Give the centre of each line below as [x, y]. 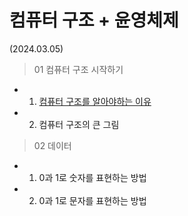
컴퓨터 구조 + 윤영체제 [94, 20]
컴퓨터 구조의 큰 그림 [79, 124]
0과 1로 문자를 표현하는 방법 [92, 200]
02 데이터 [52, 145]
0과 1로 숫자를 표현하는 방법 [92, 177]
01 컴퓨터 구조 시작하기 [78, 69]
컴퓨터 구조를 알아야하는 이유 [95, 101]
